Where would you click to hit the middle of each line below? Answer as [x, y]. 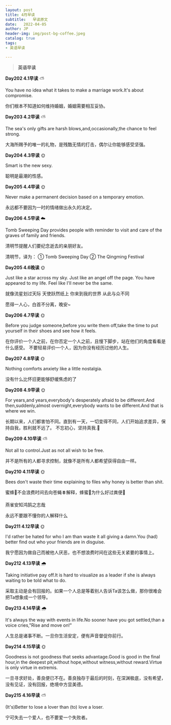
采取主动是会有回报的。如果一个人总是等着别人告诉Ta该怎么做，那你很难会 [83, 591]
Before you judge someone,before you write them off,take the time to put [82, 325]
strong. [13, 134]
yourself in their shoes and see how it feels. [51, 331]
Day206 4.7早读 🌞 [25, 315]
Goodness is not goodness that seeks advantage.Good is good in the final [83, 656]
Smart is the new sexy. [29, 165]
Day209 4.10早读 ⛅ [26, 439]
